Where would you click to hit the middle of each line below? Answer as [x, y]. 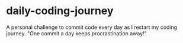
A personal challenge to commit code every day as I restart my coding [92, 27]
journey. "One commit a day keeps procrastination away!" [76, 33]
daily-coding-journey [60, 11]
